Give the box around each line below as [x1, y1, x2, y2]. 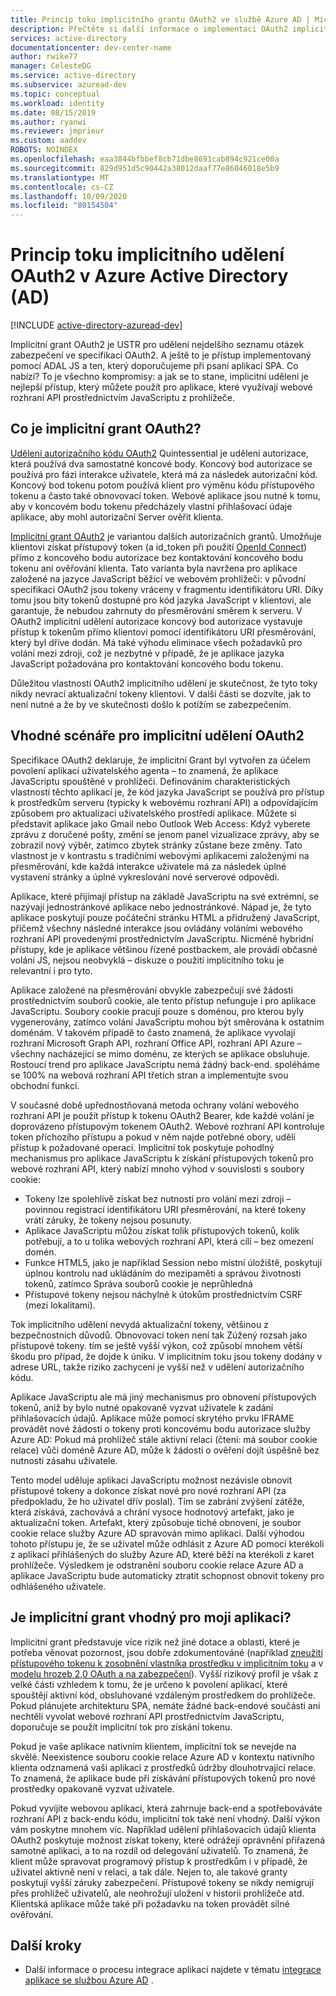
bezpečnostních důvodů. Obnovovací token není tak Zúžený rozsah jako [10, 1329, 308, 1341]
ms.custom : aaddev [10, 136, 87, 146]
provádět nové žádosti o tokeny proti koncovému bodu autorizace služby [10, 1422, 311, 1435]
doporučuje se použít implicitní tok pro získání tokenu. [10, 1721, 233, 1733]
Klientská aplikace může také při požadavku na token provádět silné [10, 1897, 290, 1910]
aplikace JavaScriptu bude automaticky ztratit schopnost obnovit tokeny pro [10, 1569, 325, 1581]
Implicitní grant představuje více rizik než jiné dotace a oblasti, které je [10, 1636, 300, 1648]
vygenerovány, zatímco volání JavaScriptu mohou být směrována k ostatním [10, 1016, 325, 1028]
